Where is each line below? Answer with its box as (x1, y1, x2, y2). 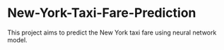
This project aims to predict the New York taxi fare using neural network (7, 28, 217, 37)
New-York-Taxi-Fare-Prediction (7, 5, 196, 21)
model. (7, 35, 28, 44)
